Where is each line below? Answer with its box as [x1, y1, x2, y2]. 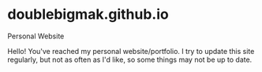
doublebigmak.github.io [7, 5, 169, 23]
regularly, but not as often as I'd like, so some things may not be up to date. [7, 55, 253, 64]
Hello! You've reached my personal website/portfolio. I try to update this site [7, 46, 255, 56]
